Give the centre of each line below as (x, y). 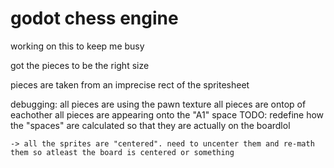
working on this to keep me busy (77, 46)
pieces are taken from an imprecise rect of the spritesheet (130, 84)
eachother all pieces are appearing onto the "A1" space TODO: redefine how (167, 114)
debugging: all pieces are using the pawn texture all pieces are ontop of (158, 104)
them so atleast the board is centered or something (122, 152)
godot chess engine (94, 18)
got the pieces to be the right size (80, 65)
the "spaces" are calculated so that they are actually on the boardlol (150, 125)
